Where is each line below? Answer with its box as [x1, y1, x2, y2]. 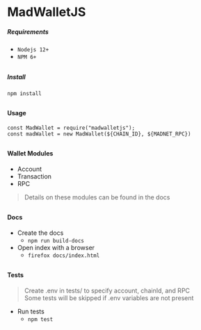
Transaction [17, 172, 52, 181]
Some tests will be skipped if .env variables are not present [24, 293, 194, 302]
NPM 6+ [17, 53, 37, 61]
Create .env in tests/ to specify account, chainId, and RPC [24, 286, 190, 295]
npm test [27, 315, 54, 323]
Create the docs [17, 229, 64, 237]
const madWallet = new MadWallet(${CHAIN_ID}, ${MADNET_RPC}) [7, 130, 191, 138]
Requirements [7, 27, 49, 35]
